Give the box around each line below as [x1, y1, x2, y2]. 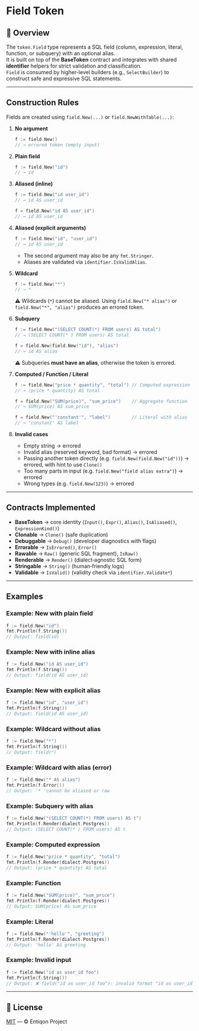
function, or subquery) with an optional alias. [6, 50, 115, 57]
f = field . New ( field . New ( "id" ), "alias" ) [14, 343, 119, 349]
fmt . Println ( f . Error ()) [6, 783, 65, 789]
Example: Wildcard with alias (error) [6, 763, 112, 771]
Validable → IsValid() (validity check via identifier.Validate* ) [14, 569, 173, 576]
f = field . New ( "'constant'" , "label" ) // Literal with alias [14, 414, 188, 420]
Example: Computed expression [6, 840, 101, 848]
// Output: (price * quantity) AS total [6, 864, 108, 871]
